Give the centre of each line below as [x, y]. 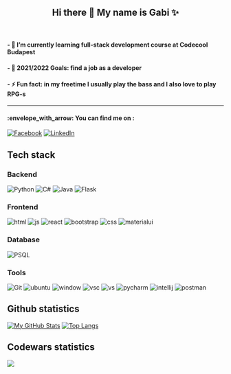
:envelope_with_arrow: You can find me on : [71, 118]
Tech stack [31, 155]
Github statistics [43, 309]
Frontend [23, 207]
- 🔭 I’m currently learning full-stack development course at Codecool [108, 45]
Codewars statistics [51, 347]
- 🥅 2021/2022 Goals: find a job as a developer [75, 68]
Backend [22, 174]
